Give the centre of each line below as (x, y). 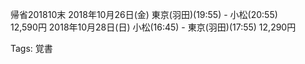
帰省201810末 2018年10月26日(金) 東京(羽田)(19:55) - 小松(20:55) (144, 14)
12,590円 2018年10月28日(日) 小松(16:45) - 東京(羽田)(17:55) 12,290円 (153, 27)
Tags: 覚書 (31, 48)
